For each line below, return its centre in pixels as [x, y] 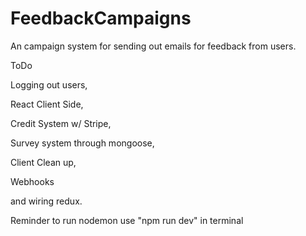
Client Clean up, [43, 162]
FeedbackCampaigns [101, 18]
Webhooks [32, 181]
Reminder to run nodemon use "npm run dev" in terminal [127, 220]
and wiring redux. [46, 201]
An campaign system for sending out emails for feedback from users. [153, 46]
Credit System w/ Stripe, [61, 123]
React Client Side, [47, 104]
